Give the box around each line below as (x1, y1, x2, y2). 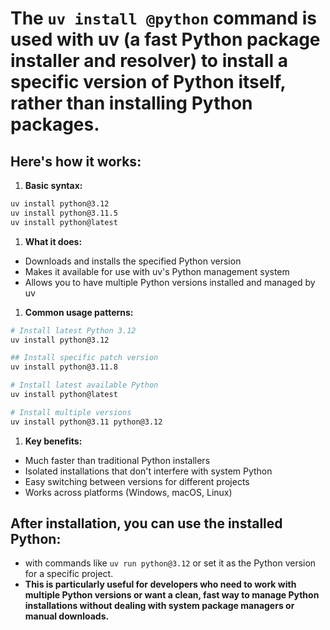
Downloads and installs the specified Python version (24, 255, 242, 267)
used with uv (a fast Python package (10, 28, 321, 51)
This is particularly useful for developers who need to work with (24, 578, 297, 591)
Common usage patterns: (24, 306, 134, 318)
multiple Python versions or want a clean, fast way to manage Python (24, 589, 320, 601)
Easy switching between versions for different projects (24, 475, 250, 487)
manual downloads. (24, 610, 110, 622)
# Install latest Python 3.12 (10, 325, 137, 336)
